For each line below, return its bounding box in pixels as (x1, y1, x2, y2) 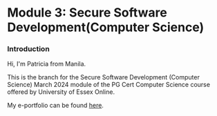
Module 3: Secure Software (7, 5, 167, 21)
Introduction (7, 44, 50, 54)
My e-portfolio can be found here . (7, 101, 104, 110)
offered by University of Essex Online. (7, 88, 115, 96)
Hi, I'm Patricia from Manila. (7, 60, 86, 68)
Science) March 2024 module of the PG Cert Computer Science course (7, 81, 211, 89)
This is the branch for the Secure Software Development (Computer (7, 73, 200, 81)
